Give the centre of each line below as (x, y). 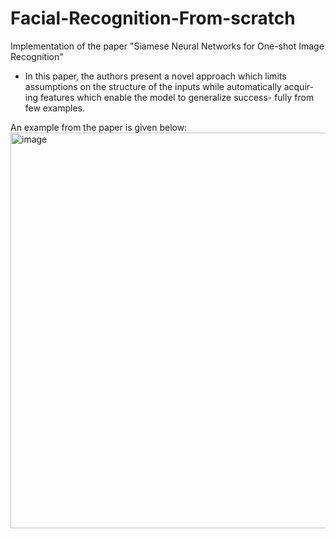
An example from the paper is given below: (99, 127)
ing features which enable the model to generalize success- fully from (169, 97)
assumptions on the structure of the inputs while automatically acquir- (169, 86)
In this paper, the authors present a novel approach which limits (155, 76)
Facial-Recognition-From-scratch (153, 18)
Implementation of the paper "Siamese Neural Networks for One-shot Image (167, 46)
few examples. (55, 108)
